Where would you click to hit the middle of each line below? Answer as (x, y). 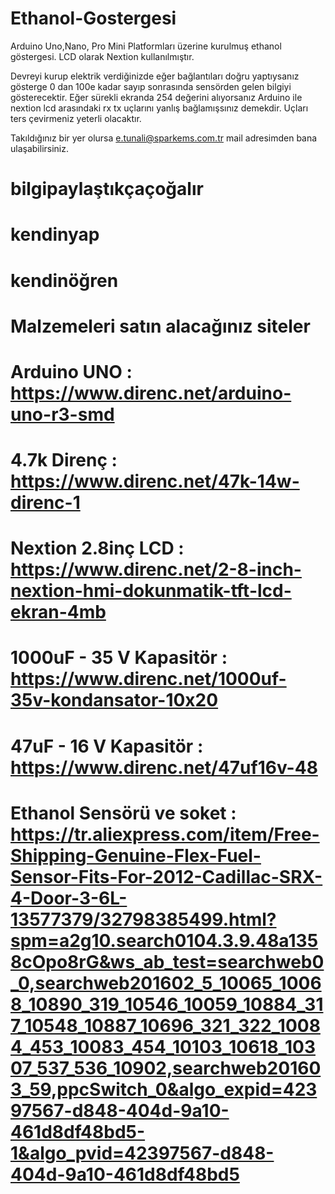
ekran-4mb (58, 612)
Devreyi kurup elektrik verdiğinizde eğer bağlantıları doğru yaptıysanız (155, 76)
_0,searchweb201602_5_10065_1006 (166, 983)
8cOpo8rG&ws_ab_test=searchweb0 (167, 961)
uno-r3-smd (62, 414)
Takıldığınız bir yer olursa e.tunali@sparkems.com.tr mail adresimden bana (164, 138)
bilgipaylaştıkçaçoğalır (107, 189)
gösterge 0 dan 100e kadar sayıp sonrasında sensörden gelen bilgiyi (151, 86)
